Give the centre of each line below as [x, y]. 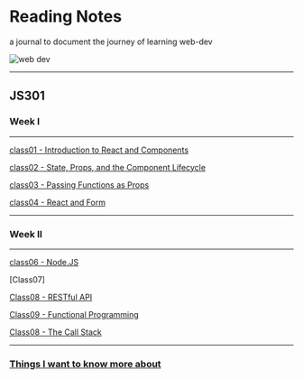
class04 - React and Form [58, 202]
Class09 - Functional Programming [74, 314]
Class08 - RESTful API [51, 297]
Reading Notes [66, 17]
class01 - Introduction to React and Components [99, 150]
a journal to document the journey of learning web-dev [111, 42]
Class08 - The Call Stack [55, 332]
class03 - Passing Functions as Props [79, 185]
